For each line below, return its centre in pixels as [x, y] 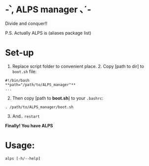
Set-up [19, 53]
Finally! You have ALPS [29, 125]
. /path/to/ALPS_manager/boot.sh [39, 107]
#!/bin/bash [17, 80]
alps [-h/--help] [23, 158]
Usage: [20, 146]
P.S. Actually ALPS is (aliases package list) [48, 33]
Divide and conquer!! [26, 23]
